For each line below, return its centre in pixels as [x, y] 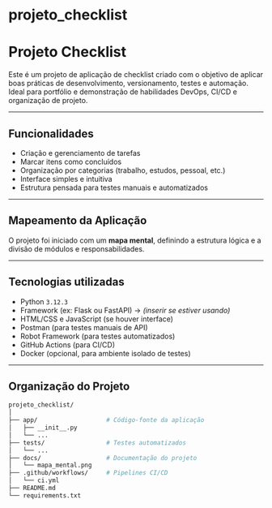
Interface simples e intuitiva [66, 179]
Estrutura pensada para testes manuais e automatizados [114, 187]
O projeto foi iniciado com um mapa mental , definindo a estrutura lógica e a [135, 240]
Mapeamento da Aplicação [78, 221]
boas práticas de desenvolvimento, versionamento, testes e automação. [128, 84]
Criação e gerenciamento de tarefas [80, 153]
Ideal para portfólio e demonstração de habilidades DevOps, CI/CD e [123, 92]
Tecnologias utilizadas [66, 282]
